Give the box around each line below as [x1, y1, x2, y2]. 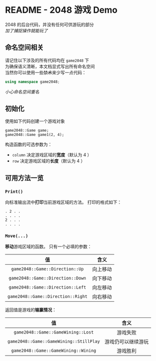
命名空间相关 [5, 44, 44, 52]
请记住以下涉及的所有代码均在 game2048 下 [5, 57, 89, 63]
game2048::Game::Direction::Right [7, 294, 88, 299]
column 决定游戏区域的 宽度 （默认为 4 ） [12, 152, 92, 158]
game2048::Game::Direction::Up [11, 266, 84, 272]
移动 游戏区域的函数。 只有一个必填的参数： [5, 244, 92, 249]
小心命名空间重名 [5, 89, 39, 94]
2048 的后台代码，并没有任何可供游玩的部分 [5, 22, 94, 27]
